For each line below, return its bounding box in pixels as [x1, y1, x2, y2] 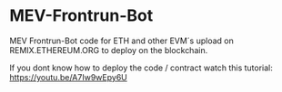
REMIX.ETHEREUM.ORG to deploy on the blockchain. [9, 44, 208, 55]
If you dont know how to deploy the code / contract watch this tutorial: [9, 62, 273, 73]
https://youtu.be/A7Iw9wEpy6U [9, 71, 127, 82]
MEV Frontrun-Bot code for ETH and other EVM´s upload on [9, 35, 235, 46]
